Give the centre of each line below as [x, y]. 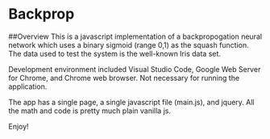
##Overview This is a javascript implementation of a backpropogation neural [135, 36]
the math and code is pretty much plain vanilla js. [90, 111]
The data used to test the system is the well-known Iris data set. [115, 53]
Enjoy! [19, 126]
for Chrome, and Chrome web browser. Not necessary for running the [124, 78]
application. [28, 86]
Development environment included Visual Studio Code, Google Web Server [135, 69]
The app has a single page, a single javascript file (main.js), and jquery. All [131, 102]
